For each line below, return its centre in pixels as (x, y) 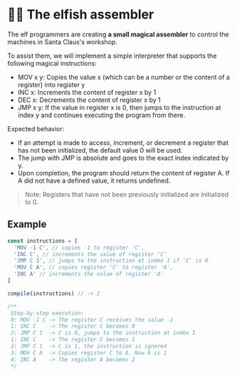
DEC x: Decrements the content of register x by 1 (89, 100)
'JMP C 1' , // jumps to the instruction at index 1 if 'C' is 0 (111, 261)
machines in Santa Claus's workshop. (62, 41)
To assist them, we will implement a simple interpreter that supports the (112, 56)
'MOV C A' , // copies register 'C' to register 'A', (94, 268)
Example (27, 224)
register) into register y (51, 84)
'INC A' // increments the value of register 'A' (89, 274)
